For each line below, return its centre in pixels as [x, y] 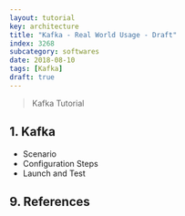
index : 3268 [32, 43]
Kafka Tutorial [58, 103]
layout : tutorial [42, 18]
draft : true [32, 77]
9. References [50, 201]
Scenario [40, 154]
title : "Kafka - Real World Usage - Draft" [93, 35]
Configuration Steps [60, 163]
